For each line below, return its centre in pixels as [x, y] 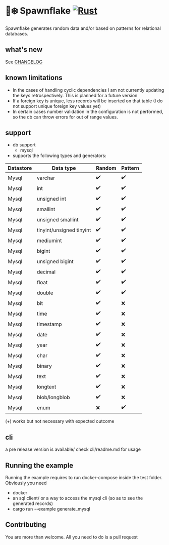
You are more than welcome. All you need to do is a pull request [71, 537]
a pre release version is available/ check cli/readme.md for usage [73, 449]
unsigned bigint [55, 261]
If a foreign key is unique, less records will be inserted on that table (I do [88, 101]
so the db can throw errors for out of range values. [65, 117]
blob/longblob [53, 397]
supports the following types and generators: [60, 155]
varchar [46, 178]
